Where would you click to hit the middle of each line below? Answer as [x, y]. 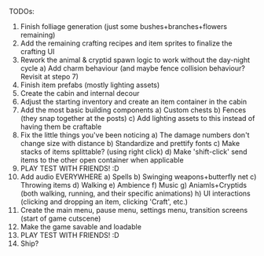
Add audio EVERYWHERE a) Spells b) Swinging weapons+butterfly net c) [138, 177]
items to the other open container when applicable [102, 160]
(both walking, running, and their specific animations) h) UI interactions [135, 193]
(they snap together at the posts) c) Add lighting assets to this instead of [137, 118]
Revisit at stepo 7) [49, 77]
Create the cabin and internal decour [80, 93]
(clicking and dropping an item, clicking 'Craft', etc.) [104, 202]
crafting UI [37, 51]
